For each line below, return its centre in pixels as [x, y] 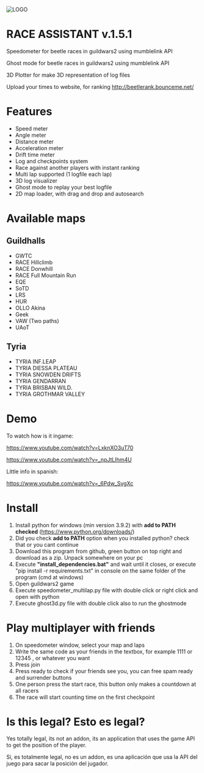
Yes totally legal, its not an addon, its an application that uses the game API [101, 739]
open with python [37, 596]
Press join [28, 664]
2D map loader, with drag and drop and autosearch [79, 194]
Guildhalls [26, 241]
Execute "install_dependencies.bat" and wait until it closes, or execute [106, 564]
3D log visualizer [36, 180]
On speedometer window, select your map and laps [80, 645]
